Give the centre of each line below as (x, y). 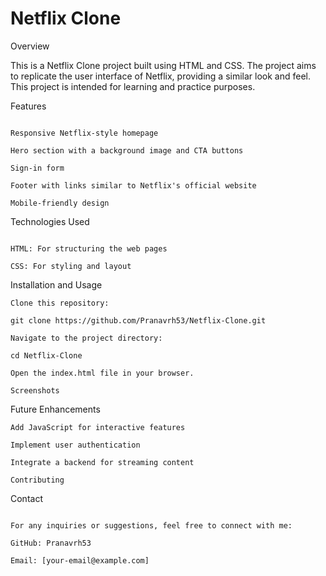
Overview (30, 46)
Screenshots (35, 390)
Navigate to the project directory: (86, 338)
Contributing (37, 480)
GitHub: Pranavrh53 (51, 543)
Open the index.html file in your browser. (102, 373)
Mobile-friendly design (60, 203)
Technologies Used (50, 221)
